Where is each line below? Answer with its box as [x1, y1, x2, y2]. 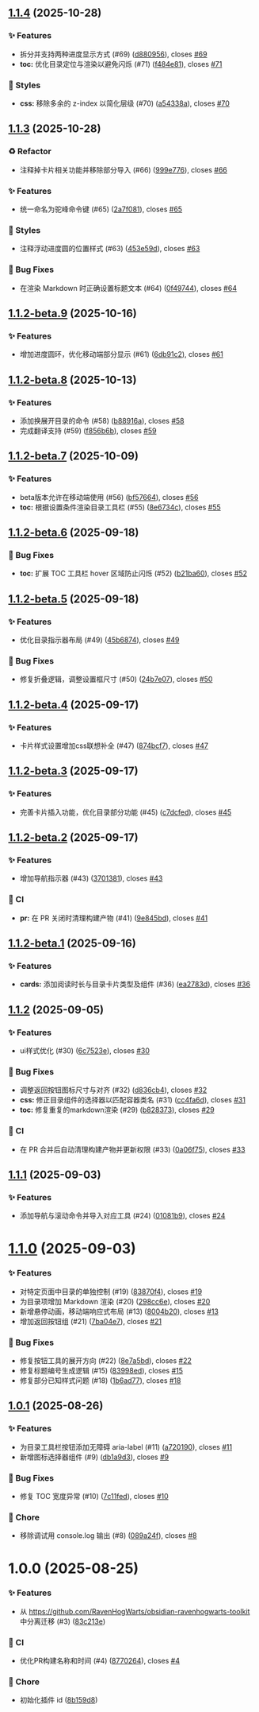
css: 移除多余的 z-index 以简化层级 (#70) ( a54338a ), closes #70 [19, 99, 230, 108]
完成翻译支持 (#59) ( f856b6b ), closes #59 [19, 425, 157, 436]
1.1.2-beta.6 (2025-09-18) [8, 526, 139, 540]
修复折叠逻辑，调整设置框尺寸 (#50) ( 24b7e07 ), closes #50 [19, 675, 213, 684]
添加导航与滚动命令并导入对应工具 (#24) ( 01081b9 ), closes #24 [19, 1211, 226, 1221]
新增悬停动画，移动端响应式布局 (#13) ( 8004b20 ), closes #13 [19, 1307, 219, 1316]
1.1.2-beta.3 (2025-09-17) [8, 765, 139, 778]
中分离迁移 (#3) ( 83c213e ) [19, 1617, 105, 1626]
